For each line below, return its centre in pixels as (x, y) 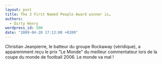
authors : (14, 19)
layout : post (18, 10)
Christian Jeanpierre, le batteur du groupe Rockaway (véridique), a (73, 47)
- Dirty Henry (24, 23)
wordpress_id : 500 (24, 28)
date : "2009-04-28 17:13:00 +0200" (42, 32)
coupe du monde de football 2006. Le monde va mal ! (60, 57)
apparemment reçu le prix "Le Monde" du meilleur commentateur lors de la (81, 52)
